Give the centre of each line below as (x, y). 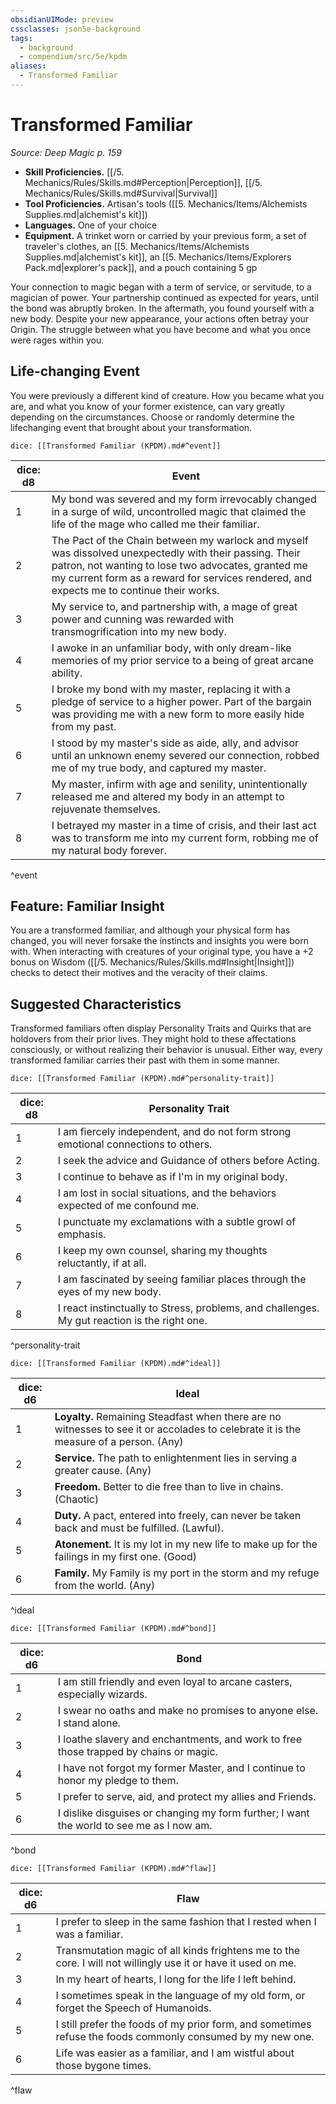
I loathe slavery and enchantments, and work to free (179, 1739)
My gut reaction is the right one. (132, 1321)
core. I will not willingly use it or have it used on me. (176, 1963)
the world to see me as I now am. (135, 1826)
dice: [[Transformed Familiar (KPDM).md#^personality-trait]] (142, 1079)
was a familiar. (89, 1934)
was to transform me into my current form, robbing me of (185, 838)
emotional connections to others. (135, 1144)
